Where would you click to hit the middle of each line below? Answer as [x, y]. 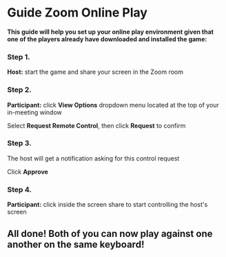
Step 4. [20, 189]
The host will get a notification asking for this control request [93, 158]
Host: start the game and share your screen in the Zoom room [95, 72]
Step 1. [19, 56]
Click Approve [28, 172]
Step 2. [20, 90]
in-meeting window [34, 112]
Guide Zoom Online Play [78, 13]
